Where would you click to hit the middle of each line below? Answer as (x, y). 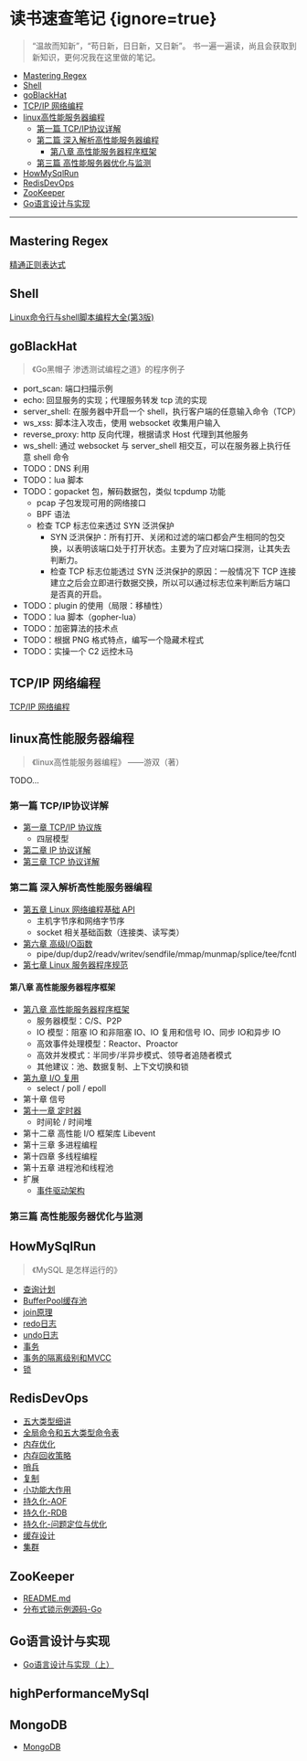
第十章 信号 (44, 1098)
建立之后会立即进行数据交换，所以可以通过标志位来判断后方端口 (170, 583)
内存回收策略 (47, 1456)
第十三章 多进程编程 (60, 1144)
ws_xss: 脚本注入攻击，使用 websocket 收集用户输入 (122, 423)
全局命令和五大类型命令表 (71, 1433)
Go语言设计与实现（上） (68, 1664)
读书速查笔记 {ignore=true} (113, 19)
